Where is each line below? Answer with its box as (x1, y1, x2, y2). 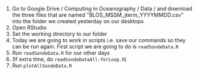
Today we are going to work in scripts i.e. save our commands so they (11, 37, 186, 43)
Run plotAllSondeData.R (11, 62, 72, 69)
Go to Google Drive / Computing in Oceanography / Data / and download (11, 5, 193, 12)
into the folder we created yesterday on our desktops (11, 18, 144, 24)
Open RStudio (11, 24, 47, 31)
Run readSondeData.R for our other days (11, 49, 110, 56)
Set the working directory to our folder (11, 30, 107, 37)
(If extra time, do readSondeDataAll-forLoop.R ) (11, 56, 127, 62)
